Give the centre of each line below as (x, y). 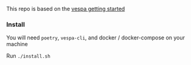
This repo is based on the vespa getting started (66, 9)
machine (17, 44)
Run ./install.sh (28, 56)
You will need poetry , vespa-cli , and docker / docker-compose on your (96, 38)
